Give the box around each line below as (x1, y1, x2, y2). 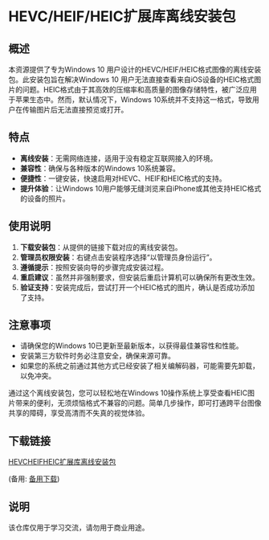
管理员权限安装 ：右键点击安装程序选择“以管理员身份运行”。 (19, 252, 217, 262)
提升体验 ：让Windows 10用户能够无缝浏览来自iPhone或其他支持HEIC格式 (19, 183, 262, 193)
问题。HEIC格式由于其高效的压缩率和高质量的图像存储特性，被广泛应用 (22, 85, 257, 94)
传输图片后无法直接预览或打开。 (22, 105, 128, 114)
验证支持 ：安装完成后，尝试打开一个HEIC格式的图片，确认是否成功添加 (19, 282, 255, 292)
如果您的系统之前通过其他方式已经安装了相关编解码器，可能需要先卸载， (19, 361, 259, 370)
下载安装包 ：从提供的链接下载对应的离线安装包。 (19, 242, 182, 252)
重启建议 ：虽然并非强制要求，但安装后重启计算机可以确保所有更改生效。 (19, 272, 259, 282)
